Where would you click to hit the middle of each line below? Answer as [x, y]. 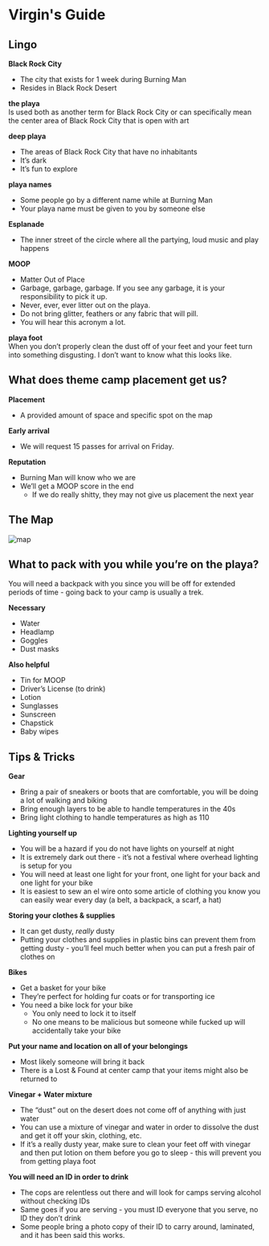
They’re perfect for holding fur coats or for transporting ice [117, 997]
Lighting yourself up [43, 833]
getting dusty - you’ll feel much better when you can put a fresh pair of [137, 948]
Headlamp [37, 632]
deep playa [27, 136]
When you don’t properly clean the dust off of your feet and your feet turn [130, 346]
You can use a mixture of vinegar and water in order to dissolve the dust [139, 1127]
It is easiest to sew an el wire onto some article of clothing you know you [140, 891]
